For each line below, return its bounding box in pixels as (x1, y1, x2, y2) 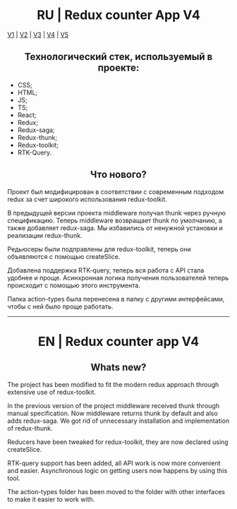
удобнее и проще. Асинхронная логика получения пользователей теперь (7, 273, 229, 282)
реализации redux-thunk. (7, 231, 83, 239)
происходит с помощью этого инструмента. (7, 281, 141, 289)
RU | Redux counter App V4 (36, 7, 201, 23)
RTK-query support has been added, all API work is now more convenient (7, 459, 221, 467)
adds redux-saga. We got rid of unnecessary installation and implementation (7, 417, 230, 425)
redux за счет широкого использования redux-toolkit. (7, 195, 167, 203)
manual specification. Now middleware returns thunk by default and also (7, 409, 219, 417)
